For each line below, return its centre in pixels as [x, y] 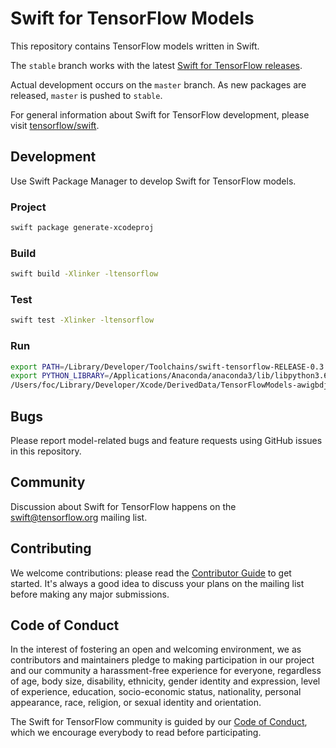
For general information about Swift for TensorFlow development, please [160, 114]
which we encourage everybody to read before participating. [136, 733]
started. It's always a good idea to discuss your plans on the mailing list [157, 583]
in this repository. [46, 451]
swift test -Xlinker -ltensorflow [82, 320]
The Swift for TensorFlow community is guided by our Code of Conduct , [159, 722]
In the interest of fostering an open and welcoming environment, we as [156, 649]
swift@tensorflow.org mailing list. [79, 517]
